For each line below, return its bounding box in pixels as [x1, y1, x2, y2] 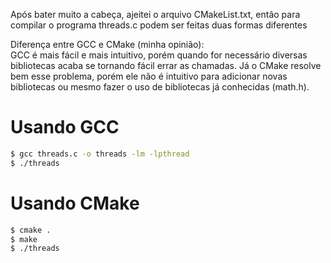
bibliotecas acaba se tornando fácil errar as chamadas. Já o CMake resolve [10, 60, 322, 71]
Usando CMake [10, 192, 140, 214]
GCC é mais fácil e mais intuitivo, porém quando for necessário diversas [10, 49, 308, 61]
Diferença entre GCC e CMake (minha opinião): [10, 39, 205, 50]
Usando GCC [10, 116, 120, 139]
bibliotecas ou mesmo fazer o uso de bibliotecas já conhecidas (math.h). [10, 81, 310, 93]
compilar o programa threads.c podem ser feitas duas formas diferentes [10, 19, 308, 31]
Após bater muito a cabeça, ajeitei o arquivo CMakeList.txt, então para [10, 9, 301, 20]
